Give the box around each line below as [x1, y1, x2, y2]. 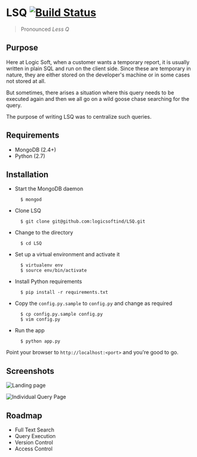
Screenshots [6, 366, 55, 376]
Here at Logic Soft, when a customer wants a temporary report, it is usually [6, 58, 190, 65]
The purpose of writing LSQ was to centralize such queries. [6, 113, 152, 120]
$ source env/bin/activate [20, 268, 87, 274]
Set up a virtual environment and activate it [14, 251, 120, 258]
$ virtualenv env [20, 262, 63, 268]
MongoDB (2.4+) [14, 146, 56, 153]
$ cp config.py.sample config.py [20, 312, 103, 318]
